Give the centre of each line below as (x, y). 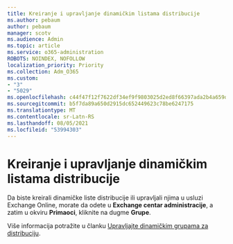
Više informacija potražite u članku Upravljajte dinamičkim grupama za (108, 226)
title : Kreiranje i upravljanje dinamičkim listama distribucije (103, 14)
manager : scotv (29, 33)
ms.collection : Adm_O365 (43, 71)
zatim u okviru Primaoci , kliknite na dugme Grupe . (79, 213)
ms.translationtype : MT (42, 110)
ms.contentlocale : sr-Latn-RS (51, 116)
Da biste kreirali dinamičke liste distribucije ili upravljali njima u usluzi (105, 198)
